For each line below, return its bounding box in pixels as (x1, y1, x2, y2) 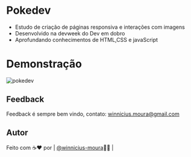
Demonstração (6, 58, 83, 71)
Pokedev (6, 4, 51, 17)
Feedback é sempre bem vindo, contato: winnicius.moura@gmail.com (6, 110, 180, 117)
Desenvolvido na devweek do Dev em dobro (14, 29, 125, 37)
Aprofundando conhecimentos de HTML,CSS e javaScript (14, 36, 158, 43)
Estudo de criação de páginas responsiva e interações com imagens (14, 23, 185, 31)
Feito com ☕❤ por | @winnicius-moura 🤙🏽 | (6, 144, 114, 151)
